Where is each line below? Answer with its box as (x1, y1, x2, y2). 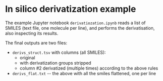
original (19, 54, 36, 60)
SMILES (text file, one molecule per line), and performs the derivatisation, (5, 25, 155, 31)
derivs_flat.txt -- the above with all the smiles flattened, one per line (12, 70, 156, 76)
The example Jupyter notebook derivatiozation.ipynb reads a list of (5, 20, 146, 26)
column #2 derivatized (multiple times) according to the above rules (19, 65, 159, 71)
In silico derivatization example (5, 3, 136, 15)
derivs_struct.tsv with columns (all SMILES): (12, 49, 106, 55)
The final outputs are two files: (5, 40, 68, 45)
